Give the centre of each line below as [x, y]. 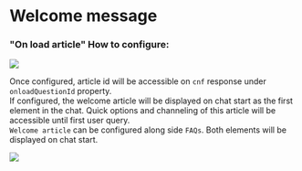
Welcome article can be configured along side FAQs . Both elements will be [148, 130]
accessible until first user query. [70, 121]
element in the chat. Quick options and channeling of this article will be [143, 111]
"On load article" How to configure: [89, 45]
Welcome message [83, 16]
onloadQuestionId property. [61, 91]
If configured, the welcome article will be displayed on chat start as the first [151, 101]
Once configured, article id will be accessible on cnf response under [138, 81]
